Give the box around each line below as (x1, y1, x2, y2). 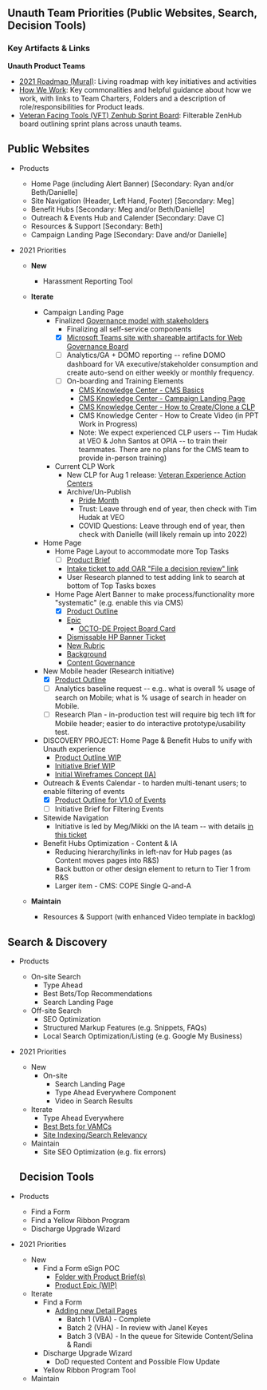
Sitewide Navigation (42, 813, 109, 823)
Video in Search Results (54, 1096, 133, 1106)
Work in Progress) (78, 419, 139, 428)
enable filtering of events (42, 787, 125, 796)
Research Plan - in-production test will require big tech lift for (54, 709, 256, 719)
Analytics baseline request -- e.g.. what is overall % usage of (54, 683, 256, 693)
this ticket (54, 830, 87, 840)
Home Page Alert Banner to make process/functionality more (54, 589, 255, 598)
